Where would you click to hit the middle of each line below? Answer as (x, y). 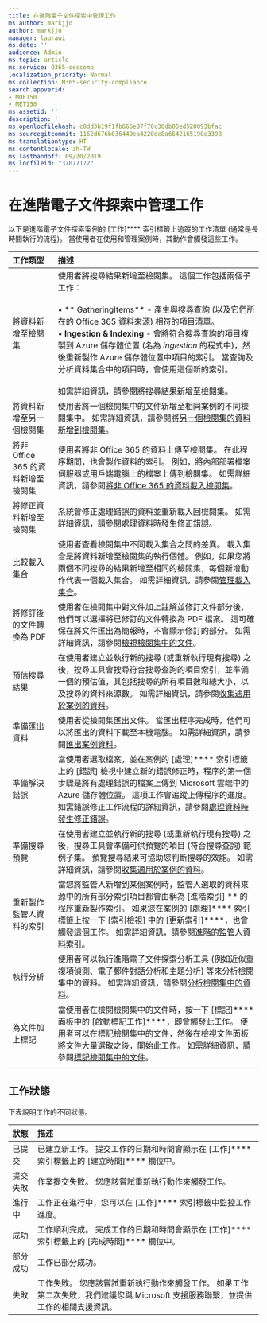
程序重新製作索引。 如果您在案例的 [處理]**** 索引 (154, 909)
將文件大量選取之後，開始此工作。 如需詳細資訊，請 (154, 1045)
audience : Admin (35, 53)
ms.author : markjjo (41, 23)
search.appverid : (37, 89)
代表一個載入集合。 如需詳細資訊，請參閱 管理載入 (159, 580)
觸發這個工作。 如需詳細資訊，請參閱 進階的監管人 (151, 932)
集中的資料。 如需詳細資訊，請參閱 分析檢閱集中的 (151, 983)
